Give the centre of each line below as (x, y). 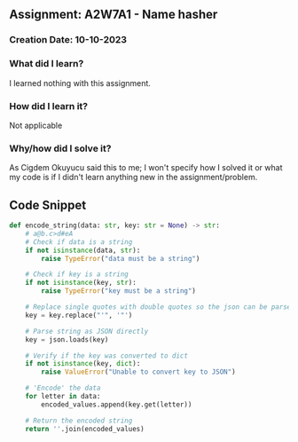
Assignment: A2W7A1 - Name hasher (114, 15)
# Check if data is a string (79, 242)
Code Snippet (48, 205)
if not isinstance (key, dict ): (83, 364)
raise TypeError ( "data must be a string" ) (121, 258)
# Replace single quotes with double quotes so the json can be (146, 307)
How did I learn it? (49, 106)
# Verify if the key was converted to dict (107, 355)
